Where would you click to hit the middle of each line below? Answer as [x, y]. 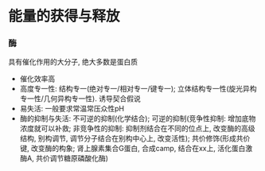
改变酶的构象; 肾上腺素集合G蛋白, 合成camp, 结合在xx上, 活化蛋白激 [142, 149]
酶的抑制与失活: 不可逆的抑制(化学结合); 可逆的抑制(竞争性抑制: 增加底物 [138, 119]
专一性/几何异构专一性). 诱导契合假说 [80, 99]
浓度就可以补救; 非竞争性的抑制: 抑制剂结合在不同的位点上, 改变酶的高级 [137, 129]
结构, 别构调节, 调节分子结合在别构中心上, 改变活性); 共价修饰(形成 [128, 138]
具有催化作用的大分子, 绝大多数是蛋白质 [73, 62]
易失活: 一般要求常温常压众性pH [72, 109]
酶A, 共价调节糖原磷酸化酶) [64, 158]
